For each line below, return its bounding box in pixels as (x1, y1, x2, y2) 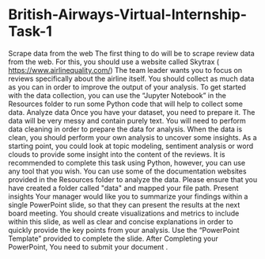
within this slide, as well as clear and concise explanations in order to (8, 216, 233, 227)
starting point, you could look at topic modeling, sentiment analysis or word (8, 141, 254, 150)
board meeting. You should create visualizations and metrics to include (8, 208, 240, 218)
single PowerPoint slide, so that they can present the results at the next (8, 200, 240, 209)
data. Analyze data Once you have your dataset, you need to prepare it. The (8, 107, 256, 116)
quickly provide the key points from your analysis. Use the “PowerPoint (8, 225, 240, 234)
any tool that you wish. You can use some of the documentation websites (8, 166, 247, 176)
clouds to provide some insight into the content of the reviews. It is (8, 149, 225, 159)
